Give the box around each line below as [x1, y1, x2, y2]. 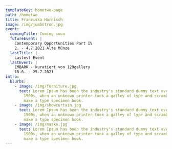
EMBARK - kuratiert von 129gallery [14, 65, 91, 70]
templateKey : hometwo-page [5, 7, 63, 13]
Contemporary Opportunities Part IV [14, 41, 93, 46]
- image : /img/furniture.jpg [14, 83, 77, 89]
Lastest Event [14, 55, 45, 60]
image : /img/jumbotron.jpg [5, 22, 63, 27]
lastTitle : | [10, 50, 38, 55]
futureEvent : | [10, 36, 42, 41]
